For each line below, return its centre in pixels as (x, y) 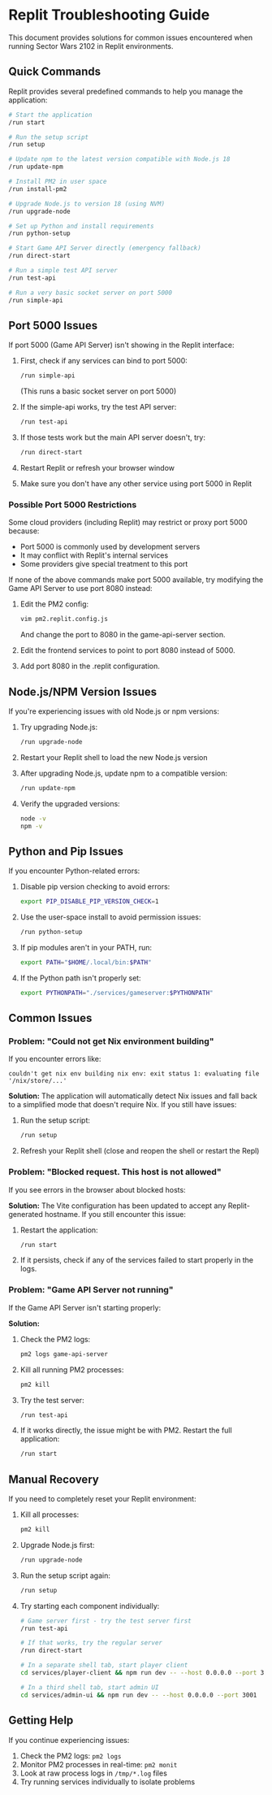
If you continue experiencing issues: (69, 1740)
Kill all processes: (50, 1515)
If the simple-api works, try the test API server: (98, 407)
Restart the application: (59, 1230)
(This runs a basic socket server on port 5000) (98, 391)
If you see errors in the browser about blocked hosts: (97, 1189)
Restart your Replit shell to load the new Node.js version (114, 757)
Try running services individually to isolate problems (108, 1781)
